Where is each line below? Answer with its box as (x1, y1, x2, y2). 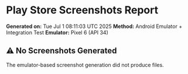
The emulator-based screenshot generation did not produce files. (6, 61, 164, 68)
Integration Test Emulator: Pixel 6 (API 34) (6, 29, 108, 36)
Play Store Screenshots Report (6, 3, 159, 17)
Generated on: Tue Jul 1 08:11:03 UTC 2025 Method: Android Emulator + (6, 23, 183, 30)
